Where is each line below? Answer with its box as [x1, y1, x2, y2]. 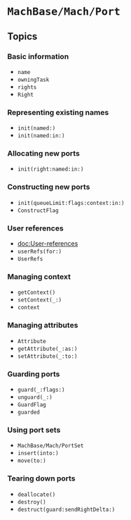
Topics [7, 30, 38, 42]
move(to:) [17, 457, 47, 464]
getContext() [17, 289, 56, 297]
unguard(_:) [17, 393, 53, 401]
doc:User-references [17, 240, 78, 248]
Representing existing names [7, 107, 109, 117]
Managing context [7, 271, 71, 281]
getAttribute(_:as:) [17, 345, 78, 352]
